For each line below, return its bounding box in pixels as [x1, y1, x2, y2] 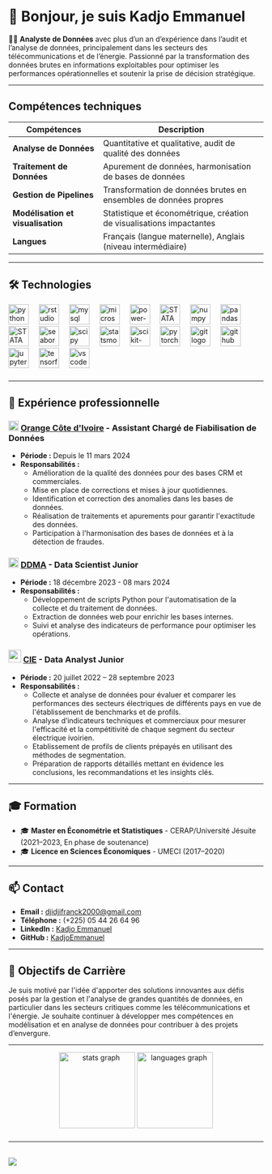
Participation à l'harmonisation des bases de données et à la [32, 529, 234, 538]
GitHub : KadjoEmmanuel [19, 932, 105, 943]
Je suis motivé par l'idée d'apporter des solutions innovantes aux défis [8, 985, 244, 996]
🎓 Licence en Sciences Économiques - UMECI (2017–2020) [19, 846, 225, 856]
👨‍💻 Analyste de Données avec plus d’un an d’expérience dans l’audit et [8, 34, 248, 44]
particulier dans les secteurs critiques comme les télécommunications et [8, 1003, 251, 1013]
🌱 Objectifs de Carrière [8, 964, 126, 978]
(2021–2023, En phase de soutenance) [19, 837, 150, 846]
